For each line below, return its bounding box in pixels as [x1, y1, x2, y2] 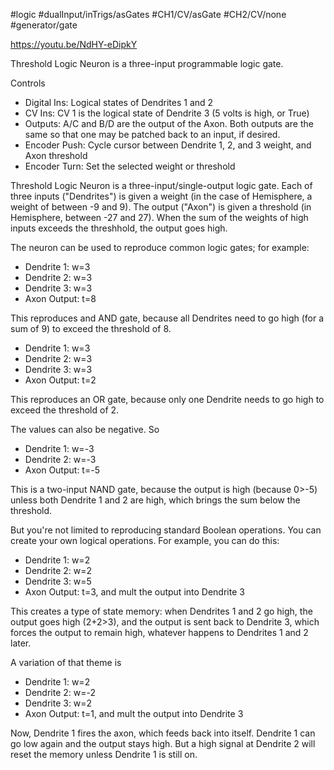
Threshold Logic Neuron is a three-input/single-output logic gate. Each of [10, 180, 313, 191]
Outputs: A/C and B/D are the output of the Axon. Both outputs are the [24, 118, 314, 129]
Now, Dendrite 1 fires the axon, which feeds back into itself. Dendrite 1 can [10, 727, 316, 739]
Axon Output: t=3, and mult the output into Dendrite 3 [24, 586, 245, 598]
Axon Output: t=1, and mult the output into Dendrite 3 [24, 708, 244, 719]
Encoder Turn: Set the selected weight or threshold [24, 160, 236, 172]
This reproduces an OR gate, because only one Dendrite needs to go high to [10, 394, 325, 405]
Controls [10, 77, 46, 89]
